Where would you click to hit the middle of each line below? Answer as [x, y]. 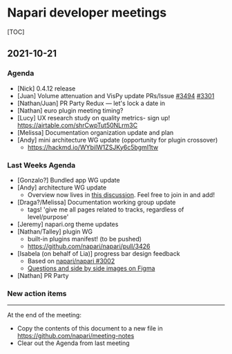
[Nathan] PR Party [43, 275]
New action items [37, 293]
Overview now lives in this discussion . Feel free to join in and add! [121, 194]
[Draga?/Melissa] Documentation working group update [96, 202]
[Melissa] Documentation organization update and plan [95, 132]
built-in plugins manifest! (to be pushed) [85, 239]
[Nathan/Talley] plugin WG [55, 231]
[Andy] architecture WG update [62, 187]
